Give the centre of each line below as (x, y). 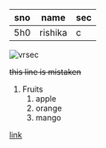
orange (49, 108)
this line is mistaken (45, 72)
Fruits (33, 89)
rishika (53, 33)
